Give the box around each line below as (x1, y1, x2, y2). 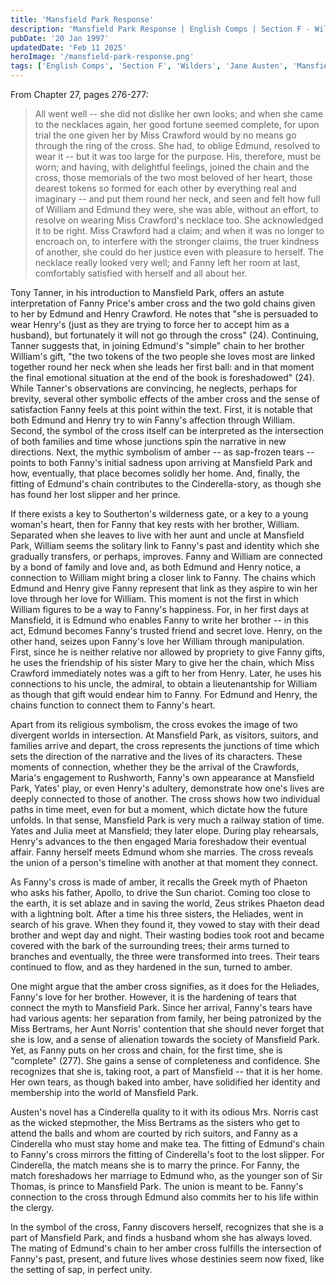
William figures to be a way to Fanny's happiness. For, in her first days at (10, 604, 310, 615)
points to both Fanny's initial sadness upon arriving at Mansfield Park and (10, 457, 313, 468)
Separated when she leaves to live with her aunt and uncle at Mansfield (10, 529, 305, 541)
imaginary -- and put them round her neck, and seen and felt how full (34, 193, 321, 205)
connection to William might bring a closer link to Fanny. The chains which (10, 572, 317, 583)
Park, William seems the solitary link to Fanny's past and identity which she (10, 540, 320, 551)
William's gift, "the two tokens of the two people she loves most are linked (10, 351, 316, 362)
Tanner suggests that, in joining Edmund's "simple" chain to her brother (10, 340, 305, 351)
